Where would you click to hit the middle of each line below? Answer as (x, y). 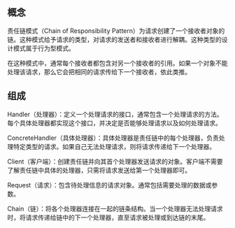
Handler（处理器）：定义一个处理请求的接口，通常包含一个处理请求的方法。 (115, 114)
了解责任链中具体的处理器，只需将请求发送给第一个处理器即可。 (99, 170)
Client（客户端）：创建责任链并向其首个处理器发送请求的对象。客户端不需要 (115, 161)
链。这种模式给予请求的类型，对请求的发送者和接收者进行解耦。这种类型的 (114, 39)
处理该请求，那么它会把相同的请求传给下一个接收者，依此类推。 (99, 71)
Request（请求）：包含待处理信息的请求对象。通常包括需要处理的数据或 (109, 185)
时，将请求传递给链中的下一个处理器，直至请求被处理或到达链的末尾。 (108, 217)
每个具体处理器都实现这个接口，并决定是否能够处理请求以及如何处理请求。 (114, 123)
